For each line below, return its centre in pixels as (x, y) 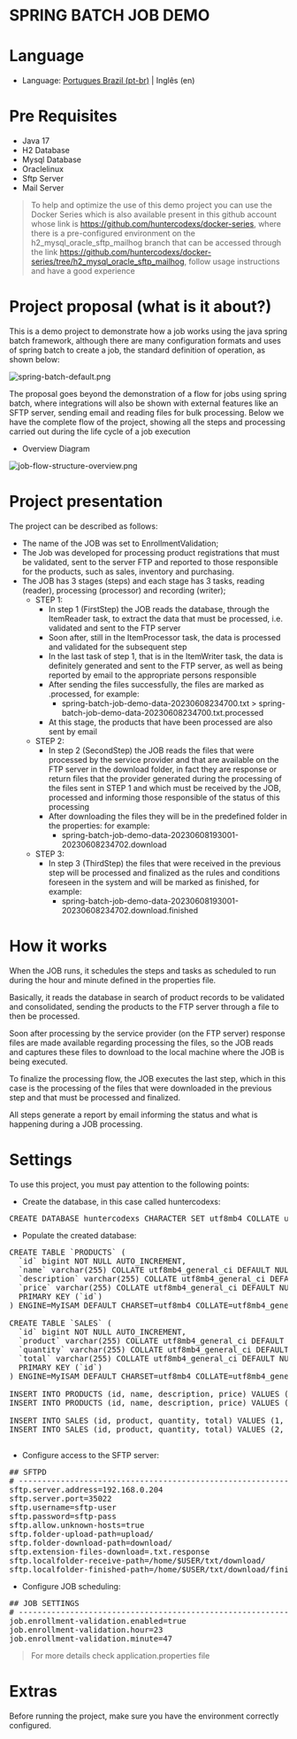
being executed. (38, 1061)
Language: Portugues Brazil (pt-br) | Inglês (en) (108, 81)
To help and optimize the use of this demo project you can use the (151, 206)
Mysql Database (52, 159)
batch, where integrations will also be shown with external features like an (144, 403)
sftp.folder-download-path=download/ (91, 1543)
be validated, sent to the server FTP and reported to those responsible (150, 562)
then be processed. (45, 1016)
